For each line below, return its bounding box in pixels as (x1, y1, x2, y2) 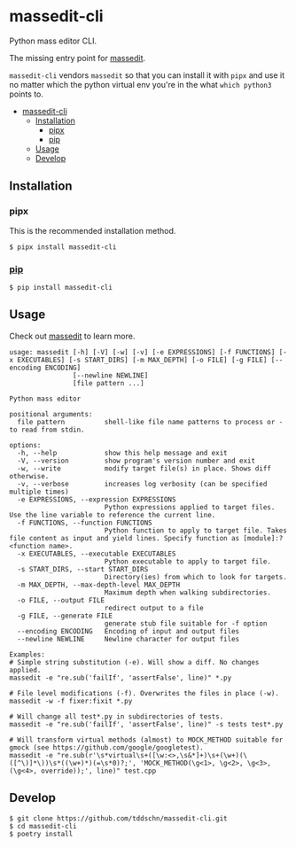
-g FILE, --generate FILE (17, 611, 113, 620)
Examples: (9, 649, 46, 659)
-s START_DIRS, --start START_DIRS (17, 564, 149, 573)
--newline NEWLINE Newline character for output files (17, 634, 240, 643)
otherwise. (9, 471, 50, 480)
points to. (9, 89, 44, 99)
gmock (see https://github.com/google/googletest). (9, 742, 204, 752)
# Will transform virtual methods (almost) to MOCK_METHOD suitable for (9, 735, 284, 744)
